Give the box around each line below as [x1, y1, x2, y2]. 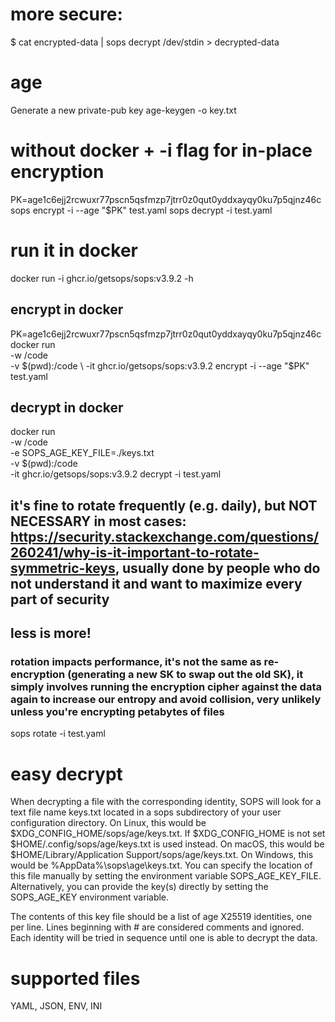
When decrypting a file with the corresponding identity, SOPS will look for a [10, 796, 322, 808]
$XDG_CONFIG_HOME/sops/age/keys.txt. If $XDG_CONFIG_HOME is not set [10, 828, 326, 840]
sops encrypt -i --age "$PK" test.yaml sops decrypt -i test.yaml [10, 204, 273, 216]
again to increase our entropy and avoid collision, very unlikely [10, 693, 322, 707]
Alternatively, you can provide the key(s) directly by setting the [10, 881, 269, 893]
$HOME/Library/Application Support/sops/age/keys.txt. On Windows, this [10, 849, 314, 861]
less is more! [10, 625, 92, 642]
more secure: [10, 3, 123, 26]
